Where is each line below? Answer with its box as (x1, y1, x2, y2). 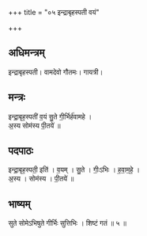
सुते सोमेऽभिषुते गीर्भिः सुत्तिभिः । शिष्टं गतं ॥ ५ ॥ (8, 219, 127, 228)
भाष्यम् (8, 197, 31, 211)
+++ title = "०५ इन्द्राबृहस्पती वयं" (8, 8, 100, 17)
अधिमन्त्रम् (8, 46, 45, 59)
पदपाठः (8, 144, 34, 158)
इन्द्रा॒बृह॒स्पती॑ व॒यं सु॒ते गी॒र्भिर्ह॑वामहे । (8, 112, 92, 121)
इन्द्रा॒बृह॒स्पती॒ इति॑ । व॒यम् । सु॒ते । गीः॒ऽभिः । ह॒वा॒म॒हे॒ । (8, 165, 141, 174)
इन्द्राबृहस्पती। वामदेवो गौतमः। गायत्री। (8, 67, 104, 77)
